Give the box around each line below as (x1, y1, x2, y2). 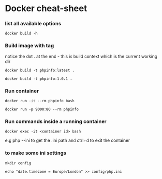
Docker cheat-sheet (5, 3, 87, 14)
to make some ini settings (5, 149, 67, 156)
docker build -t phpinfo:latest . (5, 68, 75, 73)
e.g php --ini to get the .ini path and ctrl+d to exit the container (5, 137, 130, 143)
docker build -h (5, 31, 38, 36)
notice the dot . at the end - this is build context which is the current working (5, 53, 158, 59)
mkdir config (5, 161, 31, 165)
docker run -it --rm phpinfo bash (5, 99, 75, 104)
